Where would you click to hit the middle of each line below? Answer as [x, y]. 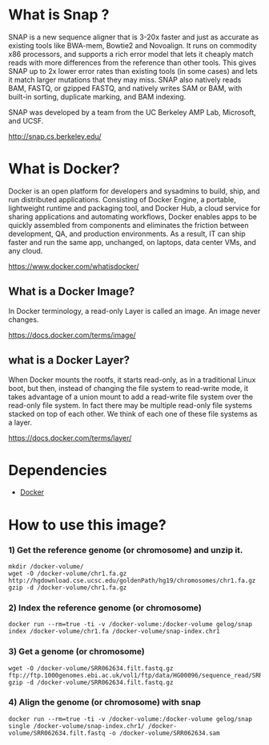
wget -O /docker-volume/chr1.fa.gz [68, 573]
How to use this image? [87, 525]
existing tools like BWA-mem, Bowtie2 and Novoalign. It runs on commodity [133, 45]
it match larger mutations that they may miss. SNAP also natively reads [125, 79]
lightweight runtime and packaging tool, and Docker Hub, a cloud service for [134, 208]
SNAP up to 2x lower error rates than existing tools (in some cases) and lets [133, 71]
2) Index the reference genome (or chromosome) [105, 608]
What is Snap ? [59, 15]
